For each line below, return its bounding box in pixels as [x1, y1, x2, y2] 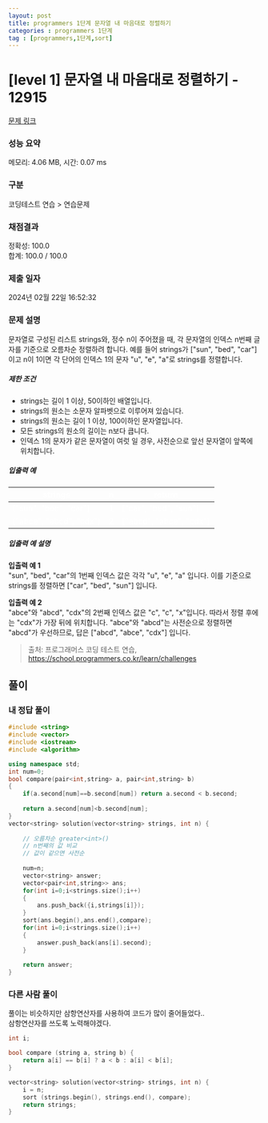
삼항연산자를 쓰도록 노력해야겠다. [8, 1018, 112, 1029]
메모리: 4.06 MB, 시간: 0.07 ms [8, 158, 107, 167]
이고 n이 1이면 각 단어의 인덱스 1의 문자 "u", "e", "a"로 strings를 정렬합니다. [8, 354, 243, 364]
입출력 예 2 [8, 597, 42, 607]
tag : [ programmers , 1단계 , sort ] [8, 34, 114, 42]
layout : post [8, 11, 52, 20]
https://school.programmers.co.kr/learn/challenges [27, 653, 198, 663]
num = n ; [22, 864, 45, 872]
